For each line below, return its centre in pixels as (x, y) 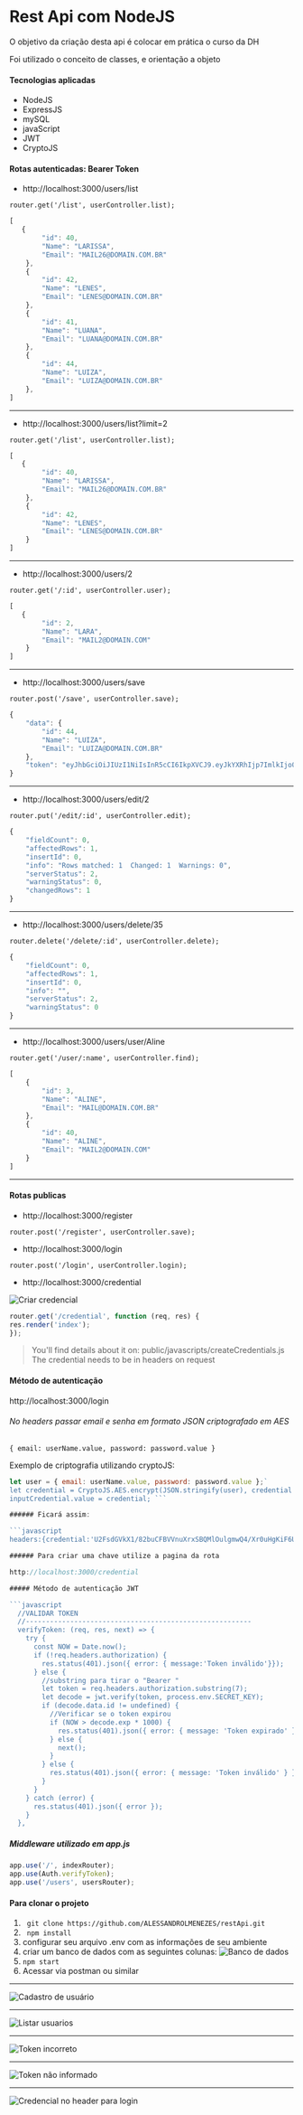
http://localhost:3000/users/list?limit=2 (95, 423)
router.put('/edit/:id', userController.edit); (101, 816)
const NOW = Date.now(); (80, 1647)
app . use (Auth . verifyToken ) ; (62, 1874)
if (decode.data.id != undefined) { (110, 1706)
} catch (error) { (60, 1798)
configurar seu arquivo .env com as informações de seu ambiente (145, 1942)
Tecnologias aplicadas (53, 80)
